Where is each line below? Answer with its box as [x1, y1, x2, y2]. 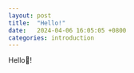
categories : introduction [8, 33, 94, 42]
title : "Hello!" [8, 19, 66, 27]
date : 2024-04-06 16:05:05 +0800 [8, 26, 127, 34]
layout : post [8, 11, 52, 20]
